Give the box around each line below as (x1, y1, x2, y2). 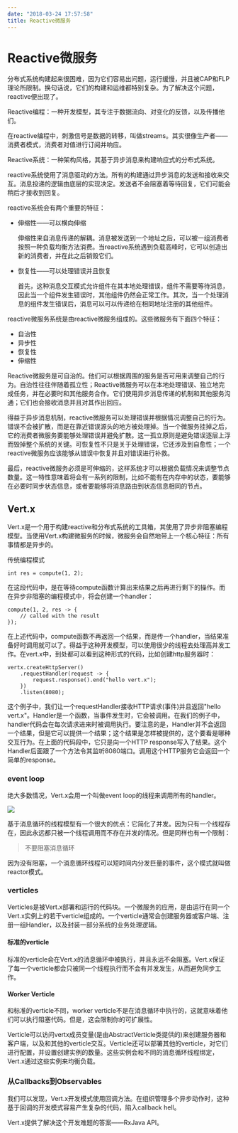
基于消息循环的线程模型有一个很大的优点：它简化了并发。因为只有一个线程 (7, 819, 225, 828)
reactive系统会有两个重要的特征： (7, 203, 106, 212)
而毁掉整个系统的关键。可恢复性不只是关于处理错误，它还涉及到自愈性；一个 (7, 440, 231, 449)
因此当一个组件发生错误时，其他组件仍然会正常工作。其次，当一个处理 (17, 291, 223, 299)
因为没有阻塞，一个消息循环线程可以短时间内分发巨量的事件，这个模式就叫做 (7, 858, 231, 867)
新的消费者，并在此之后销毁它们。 (17, 252, 118, 260)
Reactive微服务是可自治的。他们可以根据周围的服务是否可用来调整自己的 (7, 371, 219, 381)
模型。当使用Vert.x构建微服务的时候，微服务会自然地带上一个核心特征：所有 (7, 531, 229, 541)
